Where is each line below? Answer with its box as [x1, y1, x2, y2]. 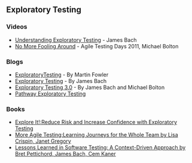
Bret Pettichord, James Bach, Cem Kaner [14, 150, 116, 158]
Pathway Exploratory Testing [14, 90, 86, 97]
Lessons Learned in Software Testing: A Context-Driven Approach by [14, 144, 186, 151]
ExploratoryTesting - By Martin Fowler [14, 71, 109, 78]
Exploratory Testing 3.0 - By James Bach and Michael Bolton [14, 84, 165, 91]
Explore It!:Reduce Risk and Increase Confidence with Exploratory [14, 119, 178, 126]
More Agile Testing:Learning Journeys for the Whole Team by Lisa [14, 131, 178, 139]
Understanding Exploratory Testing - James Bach [14, 36, 137, 44]
